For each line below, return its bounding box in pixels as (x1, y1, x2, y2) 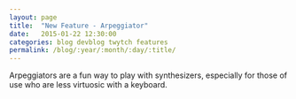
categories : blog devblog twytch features (9, 37, 168, 47)
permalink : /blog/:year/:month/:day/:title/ (9, 46, 176, 55)
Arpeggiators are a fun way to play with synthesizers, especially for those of (9, 70, 288, 80)
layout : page (9, 12, 58, 22)
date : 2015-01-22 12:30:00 (9, 29, 117, 38)
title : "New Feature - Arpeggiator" (9, 21, 149, 30)
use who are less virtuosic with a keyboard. (9, 80, 168, 90)
